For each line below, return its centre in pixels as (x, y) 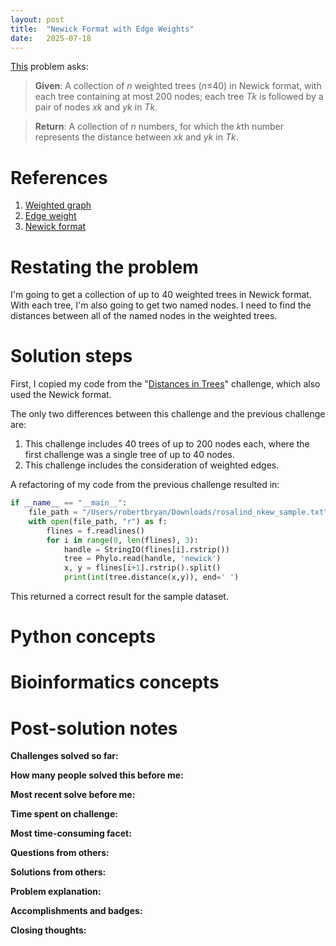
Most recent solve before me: (73, 795)
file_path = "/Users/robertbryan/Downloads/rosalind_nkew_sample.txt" (178, 512)
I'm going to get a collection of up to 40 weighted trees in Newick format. (161, 295)
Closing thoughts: (48, 930)
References (59, 177)
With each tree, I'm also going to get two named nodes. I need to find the (161, 305)
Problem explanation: (56, 892)
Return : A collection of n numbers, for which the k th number (159, 127)
